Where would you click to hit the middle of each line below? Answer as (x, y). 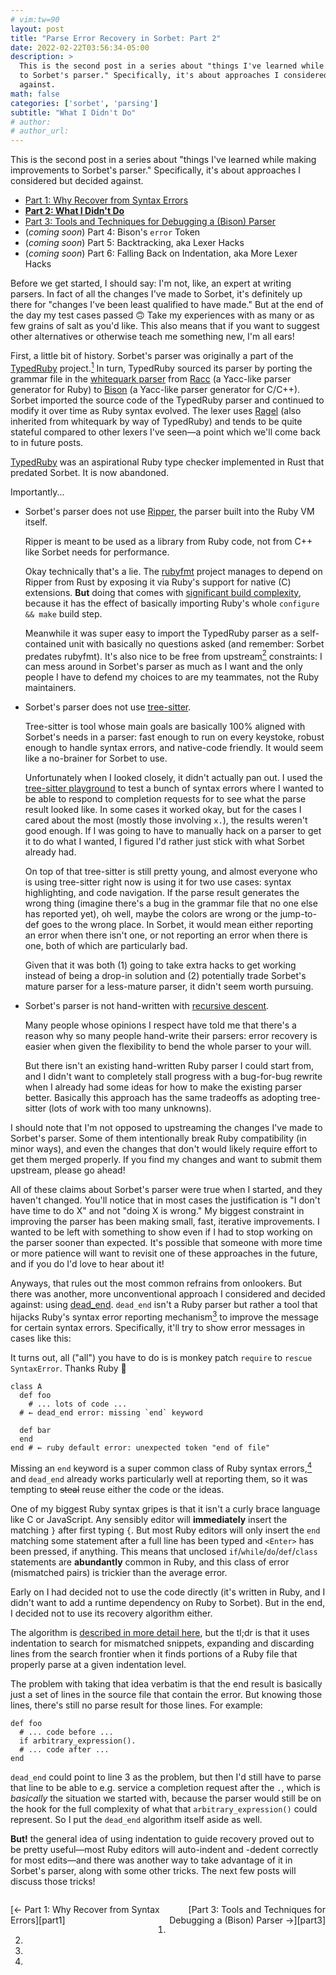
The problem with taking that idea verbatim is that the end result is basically (166, 1683)
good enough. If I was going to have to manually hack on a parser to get (173, 831)
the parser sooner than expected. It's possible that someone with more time (166, 1243)
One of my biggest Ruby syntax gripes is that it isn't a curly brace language (165, 1508)
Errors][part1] (38, 1920)
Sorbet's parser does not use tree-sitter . (108, 707)
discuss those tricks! (53, 1881)
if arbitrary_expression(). (78, 1741)
